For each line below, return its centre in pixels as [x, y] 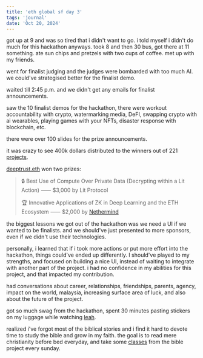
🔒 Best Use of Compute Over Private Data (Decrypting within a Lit [103, 181]
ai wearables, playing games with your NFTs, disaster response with [91, 121]
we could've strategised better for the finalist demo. [71, 78]
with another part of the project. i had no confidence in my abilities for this [99, 268]
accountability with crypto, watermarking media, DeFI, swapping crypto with [101, 114]
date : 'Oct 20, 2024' [34, 23]
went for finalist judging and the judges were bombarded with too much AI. [100, 72]
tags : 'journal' [27, 18]
